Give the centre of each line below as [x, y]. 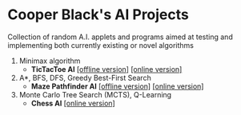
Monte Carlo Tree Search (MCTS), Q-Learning [95, 94]
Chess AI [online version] [73, 103]
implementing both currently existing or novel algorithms [100, 45]
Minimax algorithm [50, 61]
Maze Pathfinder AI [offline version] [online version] [117, 86]
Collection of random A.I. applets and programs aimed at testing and [120, 37]
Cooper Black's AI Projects [98, 15]
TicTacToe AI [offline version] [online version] [106, 69]
